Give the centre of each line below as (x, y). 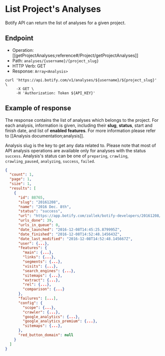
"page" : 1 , (21, 179)
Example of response (38, 108)
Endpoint (19, 38)
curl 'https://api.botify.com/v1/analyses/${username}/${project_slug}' (81, 80)
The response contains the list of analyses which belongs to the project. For (82, 120)
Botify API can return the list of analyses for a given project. (66, 23)
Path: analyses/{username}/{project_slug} (55, 61)
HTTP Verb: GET (29, 66)
